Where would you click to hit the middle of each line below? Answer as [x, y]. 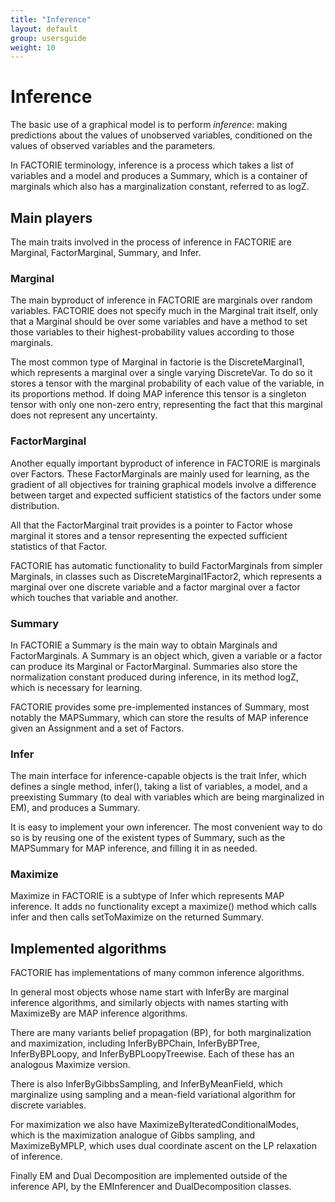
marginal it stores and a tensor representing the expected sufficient [149, 535]
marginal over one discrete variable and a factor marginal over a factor [155, 587]
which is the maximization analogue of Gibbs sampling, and [132, 1135]
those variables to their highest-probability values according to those [152, 332]
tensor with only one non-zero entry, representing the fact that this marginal [166, 405]
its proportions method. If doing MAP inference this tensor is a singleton [158, 394]
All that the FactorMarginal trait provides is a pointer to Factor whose [151, 525]
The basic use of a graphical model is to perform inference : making [149, 125]
